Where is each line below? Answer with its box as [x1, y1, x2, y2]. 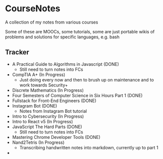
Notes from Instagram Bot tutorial [19, 108, 87, 114]
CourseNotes [5, 3, 60, 14]
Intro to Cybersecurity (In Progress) [12, 113, 84, 119]
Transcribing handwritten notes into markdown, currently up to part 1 [19, 144, 159, 150]
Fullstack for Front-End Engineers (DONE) [12, 98, 96, 104]
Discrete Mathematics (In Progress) [12, 87, 84, 93]
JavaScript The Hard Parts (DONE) [12, 124, 82, 130]
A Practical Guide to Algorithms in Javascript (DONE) [12, 61, 119, 67]
